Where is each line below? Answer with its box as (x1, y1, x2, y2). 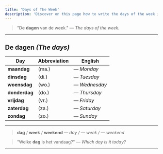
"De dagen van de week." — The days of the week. (16, 25, 120, 30)
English (81, 57, 99, 64)
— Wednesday (73, 82, 107, 88)
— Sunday (73, 113, 98, 120)
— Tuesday (73, 73, 99, 80)
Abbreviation (38, 57, 69, 64)
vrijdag (7, 97, 24, 104)
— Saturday (73, 105, 101, 112)
